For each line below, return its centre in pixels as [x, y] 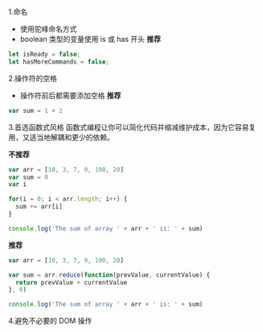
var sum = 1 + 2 [35, 110]
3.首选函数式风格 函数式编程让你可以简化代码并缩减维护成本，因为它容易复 [132, 127]
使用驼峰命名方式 [48, 29]
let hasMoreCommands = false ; [59, 62]
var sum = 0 [28, 177]
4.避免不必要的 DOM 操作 [50, 321]
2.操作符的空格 [33, 78]
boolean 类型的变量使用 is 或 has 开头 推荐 [90, 39]
